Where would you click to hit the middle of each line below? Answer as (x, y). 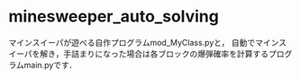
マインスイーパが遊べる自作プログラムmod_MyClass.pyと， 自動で (132, 42)
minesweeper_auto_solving (114, 17)
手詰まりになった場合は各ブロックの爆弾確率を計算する (166, 53)
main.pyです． (50, 65)
